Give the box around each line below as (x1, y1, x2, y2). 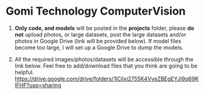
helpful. (14, 68, 34, 76)
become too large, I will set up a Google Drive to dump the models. (14, 44, 184, 51)
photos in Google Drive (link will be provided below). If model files (14, 37, 182, 44)
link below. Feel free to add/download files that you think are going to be (14, 62, 198, 69)
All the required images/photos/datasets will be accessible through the (14, 55, 194, 63)
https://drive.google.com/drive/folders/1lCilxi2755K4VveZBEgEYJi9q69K (14, 75, 199, 82)
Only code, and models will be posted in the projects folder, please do (14, 24, 195, 32)
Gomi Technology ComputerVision (6, 4, 186, 18)
